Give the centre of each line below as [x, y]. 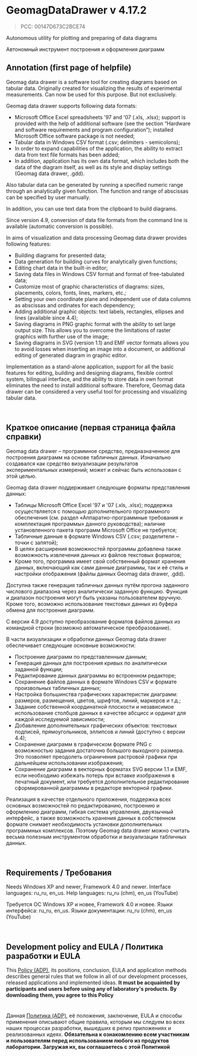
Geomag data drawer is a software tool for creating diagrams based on [92, 82]
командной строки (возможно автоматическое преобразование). [89, 628]
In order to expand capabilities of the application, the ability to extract [98, 148]
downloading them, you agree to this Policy [60, 995]
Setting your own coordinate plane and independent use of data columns [103, 299]
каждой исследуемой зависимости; [60, 719]
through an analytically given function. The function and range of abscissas [97, 191]
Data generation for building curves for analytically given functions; [96, 262]
